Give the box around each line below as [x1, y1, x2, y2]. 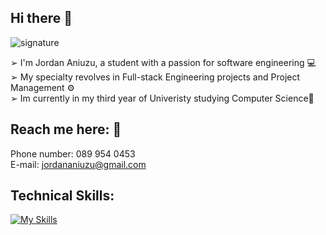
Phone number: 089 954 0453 [10, 147, 136, 160]
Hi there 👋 [10, 10, 73, 27]
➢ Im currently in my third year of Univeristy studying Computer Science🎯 [10, 92, 315, 104]
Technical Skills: [10, 187, 115, 205]
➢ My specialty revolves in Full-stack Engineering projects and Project [10, 71, 301, 83]
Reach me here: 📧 [10, 121, 122, 138]
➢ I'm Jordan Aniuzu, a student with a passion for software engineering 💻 [10, 56, 317, 68]
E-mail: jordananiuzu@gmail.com [10, 158, 147, 170]
